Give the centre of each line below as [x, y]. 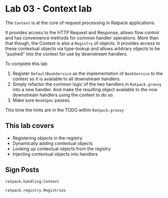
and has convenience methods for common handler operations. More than [82, 38]
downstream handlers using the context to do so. [63, 95]
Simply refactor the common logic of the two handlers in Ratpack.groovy [87, 84]
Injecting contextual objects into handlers [55, 154]
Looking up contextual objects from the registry [62, 149]
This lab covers [30, 126]
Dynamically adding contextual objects [52, 143]
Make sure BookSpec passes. [42, 100]
